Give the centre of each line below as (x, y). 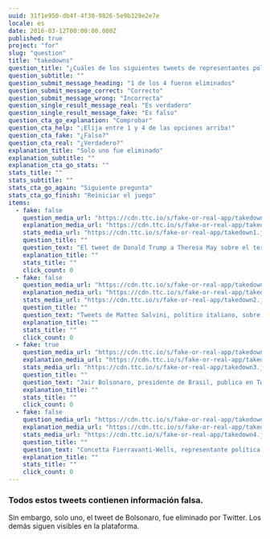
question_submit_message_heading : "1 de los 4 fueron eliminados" (122, 83)
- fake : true (37, 345)
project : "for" (34, 46)
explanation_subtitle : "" (51, 158)
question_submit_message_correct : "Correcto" (86, 91)
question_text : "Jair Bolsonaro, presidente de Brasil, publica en (138, 382)
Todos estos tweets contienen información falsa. (106, 500)
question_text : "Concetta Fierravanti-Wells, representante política (142, 450)
